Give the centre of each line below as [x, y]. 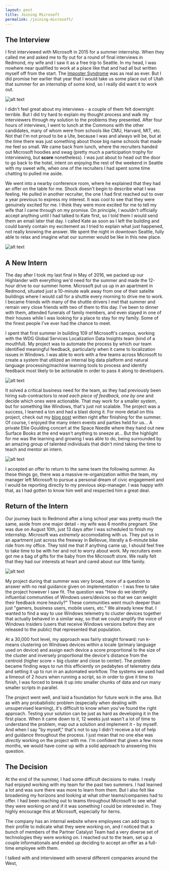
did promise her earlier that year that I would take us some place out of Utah [84, 79]
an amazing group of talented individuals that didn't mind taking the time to [83, 444]
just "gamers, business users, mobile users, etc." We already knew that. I [81, 608]
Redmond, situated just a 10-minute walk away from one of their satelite [80, 291]
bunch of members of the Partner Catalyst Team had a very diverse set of [82, 832]
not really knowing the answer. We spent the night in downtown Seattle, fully [85, 232]
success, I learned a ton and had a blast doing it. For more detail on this [79, 412]
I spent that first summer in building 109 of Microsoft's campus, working [80, 333]
